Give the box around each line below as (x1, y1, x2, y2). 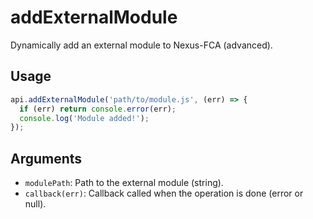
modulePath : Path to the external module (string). (24, 177, 224, 189)
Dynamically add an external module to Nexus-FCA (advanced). (10, 39, 273, 51)
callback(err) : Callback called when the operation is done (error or (24, 187, 304, 200)
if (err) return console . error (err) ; (19, 104, 177, 114)
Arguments (10, 150, 83, 167)
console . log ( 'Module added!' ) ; (19, 113, 150, 123)
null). (24, 198, 47, 210)
